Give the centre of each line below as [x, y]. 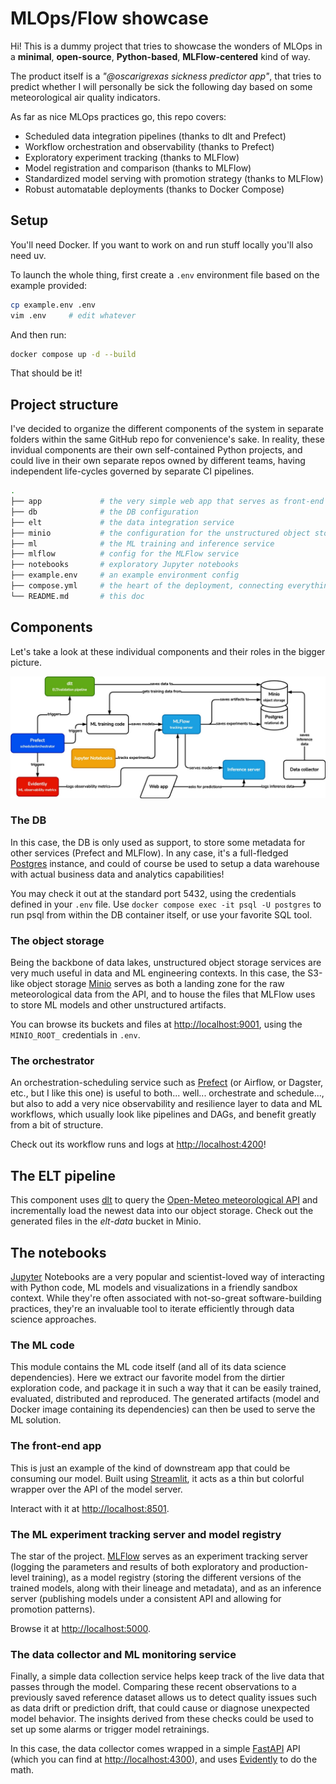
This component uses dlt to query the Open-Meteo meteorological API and [164, 1200]
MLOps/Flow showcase [109, 18]
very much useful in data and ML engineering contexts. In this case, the [158, 973]
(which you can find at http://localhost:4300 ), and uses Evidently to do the [164, 1759]
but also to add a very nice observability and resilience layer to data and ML [166, 1104]
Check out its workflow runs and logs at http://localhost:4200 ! [138, 1144]
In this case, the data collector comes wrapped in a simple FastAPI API [155, 1749]
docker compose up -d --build [73, 354]
